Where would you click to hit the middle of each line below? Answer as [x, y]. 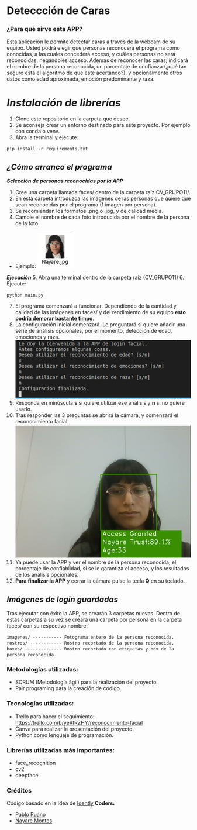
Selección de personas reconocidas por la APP [65, 181]
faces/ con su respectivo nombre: [47, 626]
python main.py [25, 295]
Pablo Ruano [30, 815]
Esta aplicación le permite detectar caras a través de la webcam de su [91, 42]
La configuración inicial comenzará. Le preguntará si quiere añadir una [100, 325]
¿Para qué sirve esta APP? [45, 29]
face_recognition [35, 763]
